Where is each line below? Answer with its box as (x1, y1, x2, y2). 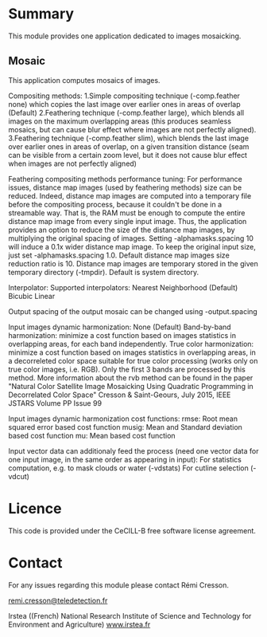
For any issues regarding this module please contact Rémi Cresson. (8, 580, 229, 590)
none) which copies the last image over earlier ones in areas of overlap (8, 99, 241, 108)
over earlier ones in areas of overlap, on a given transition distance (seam (8, 141, 250, 151)
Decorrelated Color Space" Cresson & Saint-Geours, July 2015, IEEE (8, 390, 231, 399)
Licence (8, 499, 62, 517)
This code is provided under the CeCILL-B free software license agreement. (8, 525, 257, 535)
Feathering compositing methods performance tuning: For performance (8, 174, 242, 183)
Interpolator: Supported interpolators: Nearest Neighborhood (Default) (8, 282, 238, 292)
